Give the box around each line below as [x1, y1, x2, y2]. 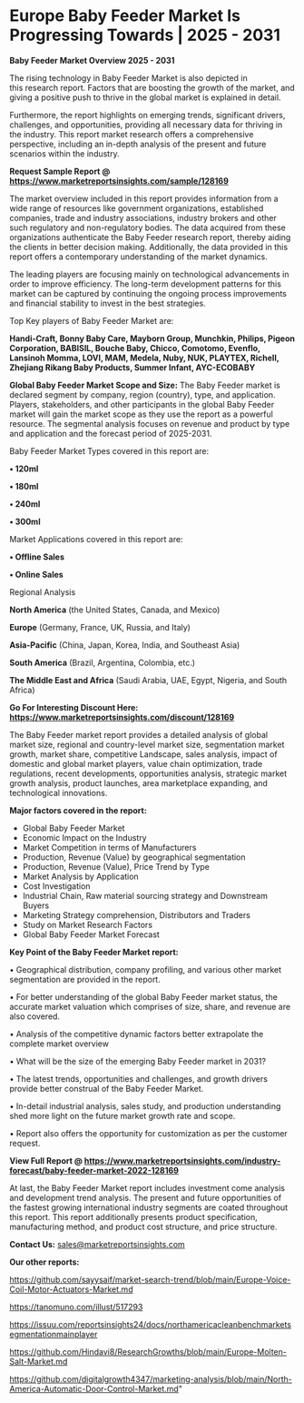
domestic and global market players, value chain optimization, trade [9, 758, 263, 769]
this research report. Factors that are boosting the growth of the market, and [9, 82, 295, 93]
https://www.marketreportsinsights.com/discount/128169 [9, 712, 235, 722]
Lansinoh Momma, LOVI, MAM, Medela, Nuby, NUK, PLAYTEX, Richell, [9, 352, 279, 363]
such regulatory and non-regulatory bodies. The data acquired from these [9, 222, 286, 233]
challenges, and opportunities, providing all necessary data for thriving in [9, 119, 283, 130]
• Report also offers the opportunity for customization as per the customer [9, 1127, 288, 1138]
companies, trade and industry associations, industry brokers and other [9, 212, 277, 223]
